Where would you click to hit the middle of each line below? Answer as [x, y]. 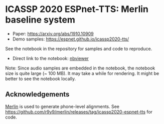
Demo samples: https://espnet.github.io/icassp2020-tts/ [71, 39]
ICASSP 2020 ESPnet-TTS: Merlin [77, 9]
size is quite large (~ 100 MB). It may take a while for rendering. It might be [82, 73]
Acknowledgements [37, 94]
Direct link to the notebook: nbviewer [51, 58]
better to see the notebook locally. [41, 78]
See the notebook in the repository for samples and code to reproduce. [79, 48]
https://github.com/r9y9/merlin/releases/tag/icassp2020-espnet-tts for [79, 111]
